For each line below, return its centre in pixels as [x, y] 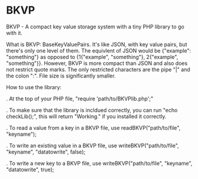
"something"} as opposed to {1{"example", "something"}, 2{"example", [92, 57]
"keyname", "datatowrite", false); [46, 152]
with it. [14, 32]
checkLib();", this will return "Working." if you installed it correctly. [86, 116]
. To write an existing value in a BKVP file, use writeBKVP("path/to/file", [92, 145]
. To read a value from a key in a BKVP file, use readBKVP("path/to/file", [93, 128]
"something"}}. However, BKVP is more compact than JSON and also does [97, 63]
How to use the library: [34, 87]
